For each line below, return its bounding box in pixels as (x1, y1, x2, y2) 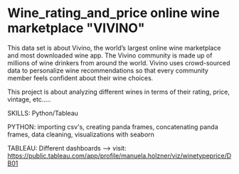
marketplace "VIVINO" (7, 20, 145, 36)
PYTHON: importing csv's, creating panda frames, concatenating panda (7, 122, 218, 131)
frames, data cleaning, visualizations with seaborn (7, 130, 155, 138)
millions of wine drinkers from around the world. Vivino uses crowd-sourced (7, 58, 230, 67)
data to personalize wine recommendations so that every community (7, 66, 208, 75)
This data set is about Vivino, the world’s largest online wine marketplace (7, 43, 221, 52)
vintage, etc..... (7, 94, 51, 104)
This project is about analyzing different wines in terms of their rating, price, (7, 87, 230, 96)
